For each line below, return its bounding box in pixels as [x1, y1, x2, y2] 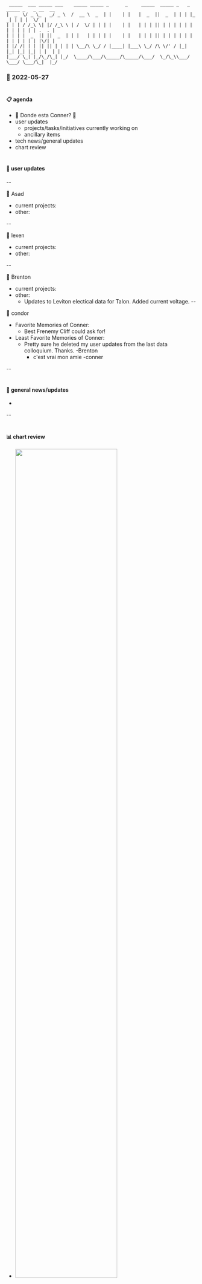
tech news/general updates [14, 137, 83, 144]
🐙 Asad [6, 190, 24, 197]
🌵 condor [6, 310, 30, 317]
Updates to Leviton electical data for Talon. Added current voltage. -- [24, 297, 196, 305]
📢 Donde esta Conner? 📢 [14, 111, 77, 118]
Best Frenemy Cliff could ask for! [24, 328, 106, 335]
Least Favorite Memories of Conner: [14, 334, 105, 341]
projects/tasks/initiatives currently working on [24, 124, 138, 131]
